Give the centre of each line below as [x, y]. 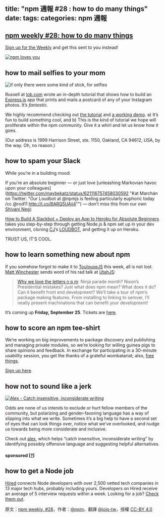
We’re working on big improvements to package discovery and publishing [80, 340]
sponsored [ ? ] [20, 455]
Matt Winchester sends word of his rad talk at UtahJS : [60, 272]
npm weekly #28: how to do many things [69, 36]
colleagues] [39, 188]
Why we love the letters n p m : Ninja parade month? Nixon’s [78, 281]
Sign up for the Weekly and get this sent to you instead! [62, 48]
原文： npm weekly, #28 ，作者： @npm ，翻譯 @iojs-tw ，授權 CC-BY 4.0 [79, 509]
